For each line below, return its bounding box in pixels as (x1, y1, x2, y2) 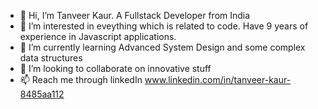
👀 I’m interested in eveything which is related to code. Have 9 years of (19, 20, 309, 32)
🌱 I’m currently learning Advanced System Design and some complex (19, 41, 306, 53)
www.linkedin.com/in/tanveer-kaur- (144, 74, 292, 85)
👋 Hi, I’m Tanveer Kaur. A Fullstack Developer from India (19, 10, 251, 21)
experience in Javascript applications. (19, 31, 177, 42)
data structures (19, 52, 83, 64)
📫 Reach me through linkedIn (19, 74, 143, 85)
